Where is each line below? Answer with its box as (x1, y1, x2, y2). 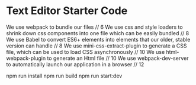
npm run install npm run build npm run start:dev (6, 72, 123, 79)
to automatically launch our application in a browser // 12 (6, 60, 144, 68)
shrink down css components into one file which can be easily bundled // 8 (6, 29, 189, 36)
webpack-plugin (6, 55, 46, 62)
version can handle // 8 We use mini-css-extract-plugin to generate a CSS (6, 42, 187, 49)
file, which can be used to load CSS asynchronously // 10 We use (6, 48, 165, 55)
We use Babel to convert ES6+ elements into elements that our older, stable (6, 36, 191, 43)
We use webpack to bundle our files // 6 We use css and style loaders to (6, 23, 183, 30)
